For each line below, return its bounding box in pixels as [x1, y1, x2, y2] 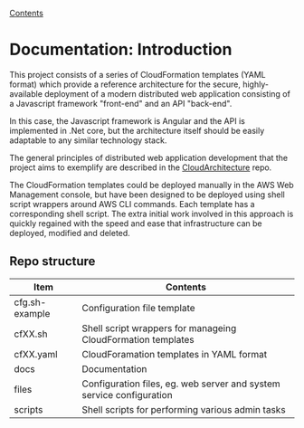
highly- [242, 79, 270, 90]
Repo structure [9, 253, 96, 270]
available [9, 88, 43, 99]
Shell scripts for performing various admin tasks [81, 403, 287, 415]
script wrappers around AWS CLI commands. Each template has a [9, 198, 255, 209]
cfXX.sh [14, 328, 48, 340]
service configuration [81, 388, 174, 401]
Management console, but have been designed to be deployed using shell [9, 189, 285, 200]
